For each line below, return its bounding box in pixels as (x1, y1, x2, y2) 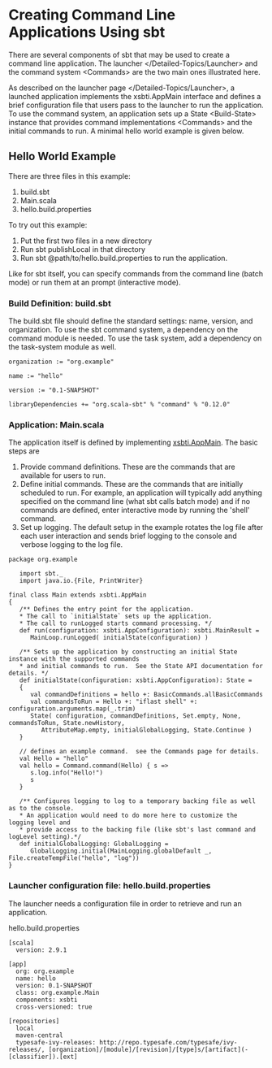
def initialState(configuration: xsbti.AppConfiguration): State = (19, 676, 253, 684)
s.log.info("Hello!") (29, 769, 104, 777)
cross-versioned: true (15, 1002, 93, 1011)
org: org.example (15, 967, 75, 975)
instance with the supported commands (8, 655, 140, 663)
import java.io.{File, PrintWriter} (19, 577, 144, 585)
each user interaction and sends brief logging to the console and (19, 531, 237, 541)
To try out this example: (8, 219, 88, 229)
